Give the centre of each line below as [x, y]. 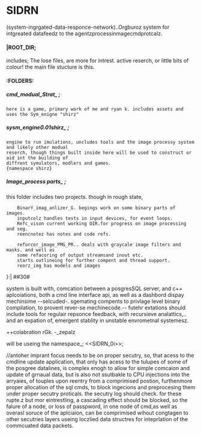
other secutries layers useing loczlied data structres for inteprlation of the [97, 419]
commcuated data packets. [40, 425]
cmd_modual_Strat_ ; [34, 94]
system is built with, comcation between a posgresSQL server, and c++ [94, 288]
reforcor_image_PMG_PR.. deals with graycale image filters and [99, 245]
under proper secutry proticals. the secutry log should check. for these [94, 394]
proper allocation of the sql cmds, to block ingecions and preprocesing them [101, 387]
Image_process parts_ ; [36, 181]
